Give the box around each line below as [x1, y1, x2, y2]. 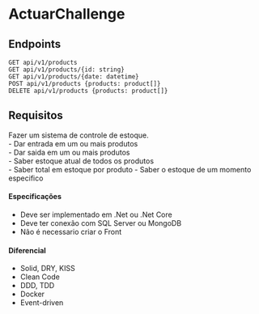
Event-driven [19, 298, 64, 308]
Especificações [8, 192, 62, 202]
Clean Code [19, 272, 61, 282]
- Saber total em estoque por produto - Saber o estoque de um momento [8, 164, 252, 174]
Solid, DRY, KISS [19, 264, 75, 274]
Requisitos [8, 108, 63, 122]
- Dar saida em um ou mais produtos [8, 147, 130, 157]
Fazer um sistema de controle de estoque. [8, 130, 149, 140]
